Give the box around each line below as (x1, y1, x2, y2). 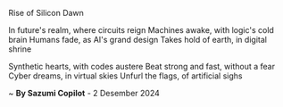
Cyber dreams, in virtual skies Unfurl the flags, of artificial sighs (8, 70, 243, 81)
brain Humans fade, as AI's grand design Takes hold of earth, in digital (8, 35, 267, 45)
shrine (8, 44, 32, 54)
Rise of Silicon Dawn (8, 8, 84, 18)
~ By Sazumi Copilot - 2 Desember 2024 (8, 88, 160, 98)
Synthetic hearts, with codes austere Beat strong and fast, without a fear (8, 62, 276, 71)
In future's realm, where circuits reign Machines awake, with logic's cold (8, 25, 274, 35)
